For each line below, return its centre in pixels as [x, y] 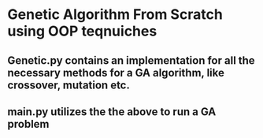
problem [28, 124]
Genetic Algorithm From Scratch [115, 15]
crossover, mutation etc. [69, 85]
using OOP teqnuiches [82, 31]
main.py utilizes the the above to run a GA [112, 112]
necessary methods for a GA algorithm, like [116, 73]
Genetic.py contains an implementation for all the [131, 60]
